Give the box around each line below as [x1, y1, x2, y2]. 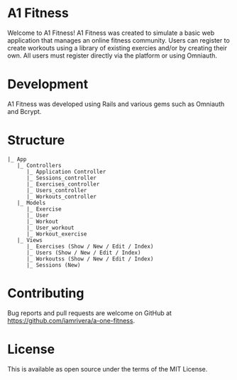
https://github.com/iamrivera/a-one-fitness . [7, 316, 136, 324]
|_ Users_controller [26, 186, 87, 194]
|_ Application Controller [26, 168, 106, 175]
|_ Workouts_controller [26, 193, 97, 200]
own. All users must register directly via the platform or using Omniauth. [7, 51, 218, 60]
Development [7, 76, 89, 93]
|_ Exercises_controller [26, 180, 100, 188]
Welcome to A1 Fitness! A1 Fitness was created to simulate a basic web [7, 28, 215, 37]
